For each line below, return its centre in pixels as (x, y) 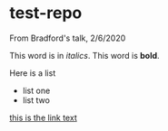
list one (36, 90)
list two (36, 100)
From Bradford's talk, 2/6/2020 (68, 38)
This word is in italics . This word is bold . (85, 55)
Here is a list (33, 73)
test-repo (46, 13)
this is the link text (43, 117)
